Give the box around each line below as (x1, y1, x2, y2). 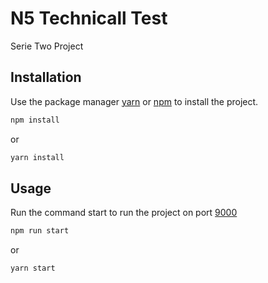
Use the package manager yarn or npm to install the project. (10, 95, 259, 107)
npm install (10, 115, 60, 125)
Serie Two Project (10, 40, 84, 52)
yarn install (10, 152, 65, 162)
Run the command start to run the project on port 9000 (10, 207, 238, 219)
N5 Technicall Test (10, 7, 168, 30)
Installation (10, 69, 82, 86)
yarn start (10, 263, 56, 274)
